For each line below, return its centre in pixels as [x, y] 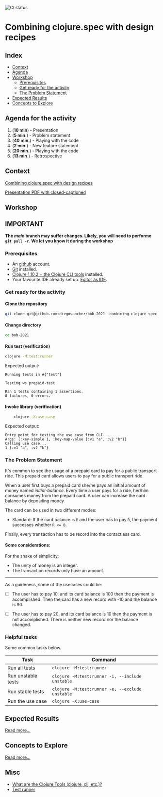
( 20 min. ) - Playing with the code [45, 151]
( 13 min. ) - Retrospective [37, 156]
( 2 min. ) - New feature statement [45, 145]
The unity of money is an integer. [45, 565]
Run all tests [21, 668]
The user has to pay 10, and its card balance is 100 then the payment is [83, 594]
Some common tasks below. [33, 648]
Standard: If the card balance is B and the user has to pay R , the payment [85, 519]
